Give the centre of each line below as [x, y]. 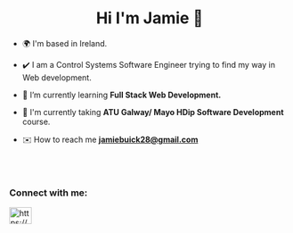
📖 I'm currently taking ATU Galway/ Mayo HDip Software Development [153, 112]
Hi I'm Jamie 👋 [150, 18]
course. [36, 121]
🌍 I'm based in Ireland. [65, 43]
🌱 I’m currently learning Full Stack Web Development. [122, 95]
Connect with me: [49, 193]
